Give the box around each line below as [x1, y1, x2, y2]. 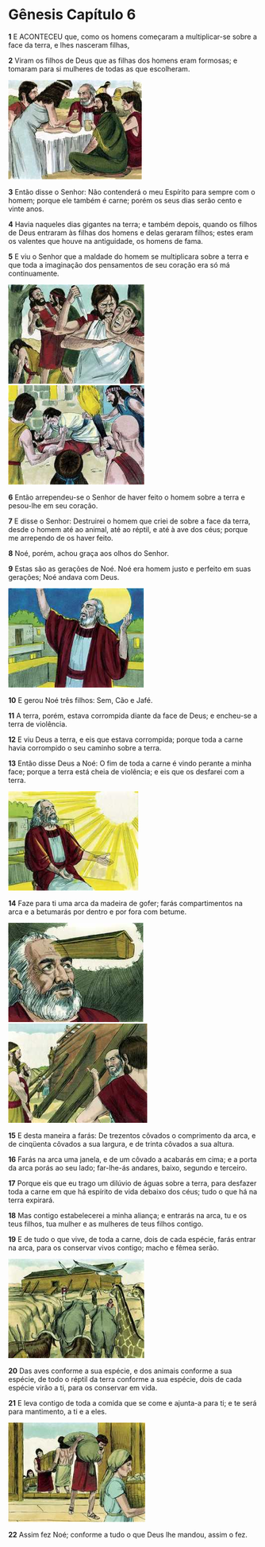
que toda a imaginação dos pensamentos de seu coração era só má [8, 260, 230, 269]
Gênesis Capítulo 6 [8, 6, 136, 24]
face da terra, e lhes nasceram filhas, [8, 40, 130, 49]
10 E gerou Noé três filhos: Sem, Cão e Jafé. [8, 695, 153, 704]
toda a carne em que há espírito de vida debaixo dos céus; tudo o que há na [8, 1186, 258, 1196]
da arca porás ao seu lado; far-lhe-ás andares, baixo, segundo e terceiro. [8, 1163, 248, 1172]
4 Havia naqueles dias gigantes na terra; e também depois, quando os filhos [8, 219, 258, 229]
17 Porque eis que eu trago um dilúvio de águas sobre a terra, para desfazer [8, 1178, 257, 1188]
